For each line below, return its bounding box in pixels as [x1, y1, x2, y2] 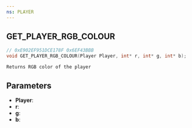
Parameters [6, 80, 52, 91]
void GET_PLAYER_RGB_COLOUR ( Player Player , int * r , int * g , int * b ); [6, 53, 187, 59]
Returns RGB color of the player [6, 64, 91, 70]
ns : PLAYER [6, 8, 34, 15]
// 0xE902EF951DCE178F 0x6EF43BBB [6, 47, 94, 53]
